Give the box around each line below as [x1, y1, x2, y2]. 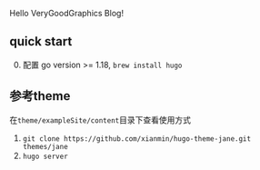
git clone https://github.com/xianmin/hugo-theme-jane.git [22, 134, 252, 144]
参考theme [9, 88, 71, 104]
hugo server [22, 152, 68, 161]
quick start [9, 34, 73, 49]
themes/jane [22, 142, 68, 151]
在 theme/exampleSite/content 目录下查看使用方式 [9, 114, 191, 125]
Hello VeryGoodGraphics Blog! [9, 8, 125, 18]
